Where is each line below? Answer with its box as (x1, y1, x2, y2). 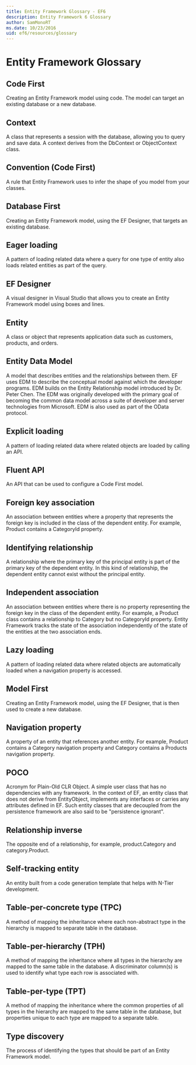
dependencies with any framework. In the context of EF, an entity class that (6, 790, 188, 797)
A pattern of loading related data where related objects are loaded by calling (6, 442, 190, 449)
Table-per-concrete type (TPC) (6, 903, 122, 913)
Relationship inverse (6, 825, 82, 835)
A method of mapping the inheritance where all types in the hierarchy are (6, 957, 183, 964)
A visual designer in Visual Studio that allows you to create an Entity (6, 294, 170, 302)
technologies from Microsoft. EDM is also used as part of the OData (6, 403, 169, 410)
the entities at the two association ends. (6, 628, 102, 635)
